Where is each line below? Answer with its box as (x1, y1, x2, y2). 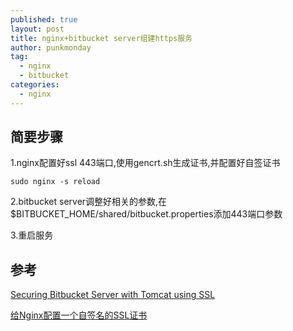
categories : (10, 80, 60, 90)
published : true (10, 14, 78, 25)
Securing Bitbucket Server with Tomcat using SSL (10, 289, 216, 301)
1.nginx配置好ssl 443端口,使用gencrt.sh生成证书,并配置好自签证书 (10, 157, 281, 169)
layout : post (10, 24, 65, 34)
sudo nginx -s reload (10, 177, 101, 187)
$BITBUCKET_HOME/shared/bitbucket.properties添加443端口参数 (10, 208, 283, 220)
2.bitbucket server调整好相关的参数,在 (10, 196, 168, 208)
